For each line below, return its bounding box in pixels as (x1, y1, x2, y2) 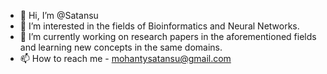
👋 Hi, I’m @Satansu (19, 10, 99, 21)
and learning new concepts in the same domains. (19, 41, 223, 53)
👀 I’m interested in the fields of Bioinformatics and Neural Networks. (19, 20, 300, 32)
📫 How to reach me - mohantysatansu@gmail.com (19, 53, 232, 64)
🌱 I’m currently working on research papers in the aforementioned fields (19, 31, 317, 42)
